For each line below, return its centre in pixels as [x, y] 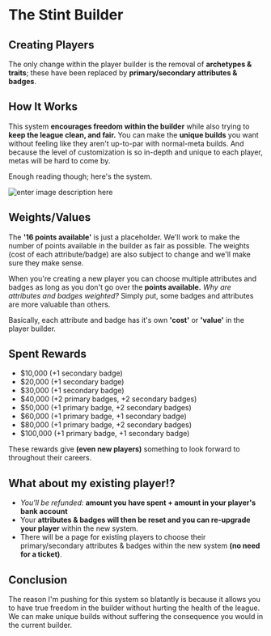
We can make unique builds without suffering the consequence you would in [136, 617]
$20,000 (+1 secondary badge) [72, 382]
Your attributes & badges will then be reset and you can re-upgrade [135, 520]
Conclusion [38, 580]
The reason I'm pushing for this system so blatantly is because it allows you [135, 600]
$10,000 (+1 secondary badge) [71, 373]
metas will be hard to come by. [59, 160]
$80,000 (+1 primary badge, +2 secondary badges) [106, 425]
